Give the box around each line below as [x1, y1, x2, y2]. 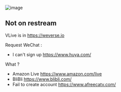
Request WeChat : [5, 42, 42, 48]
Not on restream [5, 19, 57, 27]
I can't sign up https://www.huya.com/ [12, 51, 91, 57]
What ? [5, 61, 20, 67]
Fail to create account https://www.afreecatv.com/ [12, 81, 116, 87]
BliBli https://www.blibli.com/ [12, 76, 72, 82]
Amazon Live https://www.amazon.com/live [12, 71, 102, 77]
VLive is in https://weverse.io [5, 32, 65, 38]
